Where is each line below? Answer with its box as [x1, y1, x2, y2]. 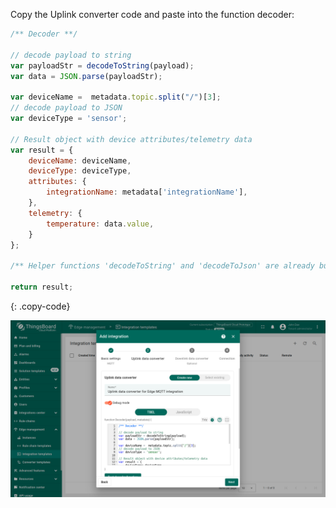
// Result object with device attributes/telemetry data [10, 134, 253, 144]
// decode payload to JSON [10, 103, 123, 113]
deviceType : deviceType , [28, 166, 132, 176]
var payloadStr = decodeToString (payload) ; [10, 60, 195, 71]
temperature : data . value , [46, 219, 155, 229]
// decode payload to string [10, 50, 132, 60]
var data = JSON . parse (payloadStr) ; [10, 71, 163, 81]
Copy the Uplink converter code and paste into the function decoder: [10, 9, 295, 20]
